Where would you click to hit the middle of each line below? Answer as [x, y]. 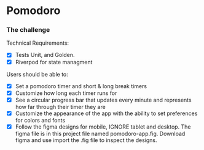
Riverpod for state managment [54, 62]
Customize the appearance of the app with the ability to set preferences [106, 113]
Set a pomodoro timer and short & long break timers [81, 86]
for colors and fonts [40, 120]
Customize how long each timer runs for [66, 93]
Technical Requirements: [38, 43]
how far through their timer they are [60, 107]
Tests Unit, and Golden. [45, 55]
